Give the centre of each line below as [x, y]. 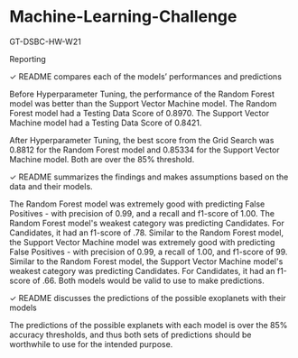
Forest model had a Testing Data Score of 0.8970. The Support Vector [139, 113]
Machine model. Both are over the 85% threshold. [102, 159]
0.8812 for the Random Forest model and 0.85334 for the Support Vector [144, 150]
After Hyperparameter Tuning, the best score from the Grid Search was [142, 140]
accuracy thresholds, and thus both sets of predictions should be [130, 335]
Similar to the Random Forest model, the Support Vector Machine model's [146, 261]
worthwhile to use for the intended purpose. [91, 344]
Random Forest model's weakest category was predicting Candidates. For [147, 223]
